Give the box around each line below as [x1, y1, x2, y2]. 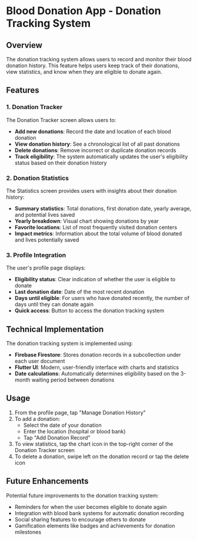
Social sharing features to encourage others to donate [14, 516, 146, 523]
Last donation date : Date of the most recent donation [14, 288, 145, 295]
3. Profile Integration [6, 251, 66, 259]
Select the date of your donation [23, 422, 102, 429]
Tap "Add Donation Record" [23, 434, 91, 441]
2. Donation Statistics [6, 174, 69, 182]
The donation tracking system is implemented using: [6, 340, 133, 347]
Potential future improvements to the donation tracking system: [6, 492, 159, 499]
